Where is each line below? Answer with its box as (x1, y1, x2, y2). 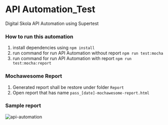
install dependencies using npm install (12, 45, 95, 51)
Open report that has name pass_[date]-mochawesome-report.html (12, 89, 150, 96)
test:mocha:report (12, 61, 52, 66)
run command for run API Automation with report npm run (12, 55, 132, 61)
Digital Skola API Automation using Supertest (5, 20, 99, 26)
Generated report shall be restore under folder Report (12, 84, 124, 90)
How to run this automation (5, 33, 73, 40)
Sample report (5, 102, 41, 109)
